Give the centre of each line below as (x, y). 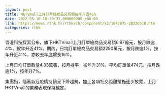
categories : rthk (23, 28)
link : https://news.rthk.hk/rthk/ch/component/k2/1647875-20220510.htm (80, 23)
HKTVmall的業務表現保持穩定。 (37, 88)
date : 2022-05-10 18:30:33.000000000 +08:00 (51, 19)
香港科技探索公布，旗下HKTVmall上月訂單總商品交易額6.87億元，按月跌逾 (80, 43)
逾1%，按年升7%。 (25, 71)
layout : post (18, 10)
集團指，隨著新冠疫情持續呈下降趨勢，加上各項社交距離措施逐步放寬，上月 (81, 82)
